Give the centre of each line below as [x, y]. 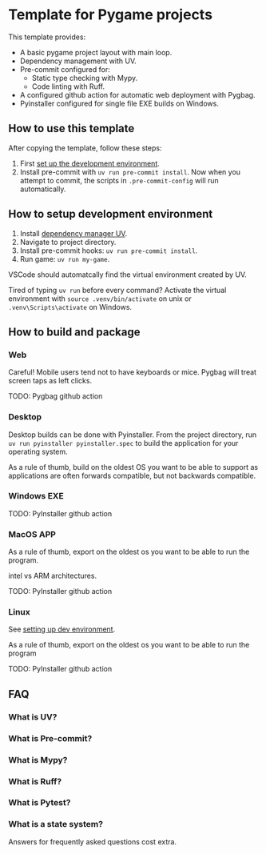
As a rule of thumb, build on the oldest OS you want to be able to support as [133, 467]
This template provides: [47, 37]
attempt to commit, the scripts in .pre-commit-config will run [119, 180]
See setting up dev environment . [62, 629]
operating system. [38, 451]
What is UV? [33, 716]
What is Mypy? [38, 760]
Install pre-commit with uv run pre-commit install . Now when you [130, 172]
